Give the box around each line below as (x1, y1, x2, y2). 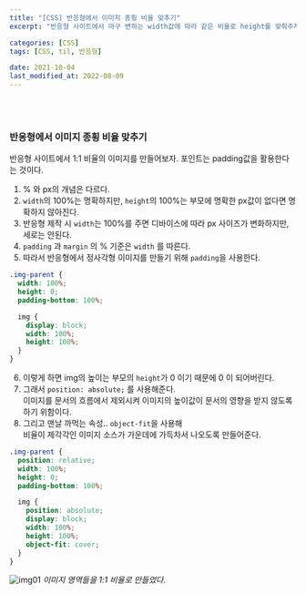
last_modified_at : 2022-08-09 (9, 72, 125, 81)
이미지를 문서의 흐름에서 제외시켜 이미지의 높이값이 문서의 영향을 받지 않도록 (22, 395, 293, 406)
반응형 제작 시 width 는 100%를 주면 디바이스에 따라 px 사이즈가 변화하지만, (22, 218, 290, 229)
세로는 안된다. (22, 230, 73, 241)
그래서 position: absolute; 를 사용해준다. (22, 384, 176, 394)
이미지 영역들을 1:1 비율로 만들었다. (42, 575, 167, 586)
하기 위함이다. (22, 406, 73, 417)
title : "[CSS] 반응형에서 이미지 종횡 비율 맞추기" (9, 13, 181, 23)
